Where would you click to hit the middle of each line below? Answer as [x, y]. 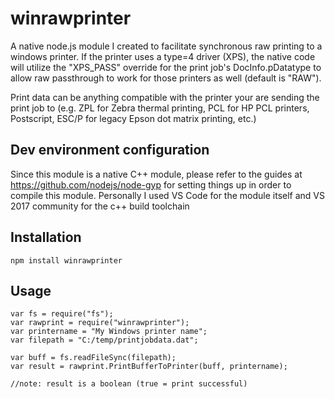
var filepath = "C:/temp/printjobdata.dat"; [104, 340]
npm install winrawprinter [66, 260]
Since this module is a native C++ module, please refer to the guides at [156, 174]
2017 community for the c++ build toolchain [100, 206]
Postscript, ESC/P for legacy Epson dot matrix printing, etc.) [133, 118]
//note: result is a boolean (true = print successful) [129, 384]
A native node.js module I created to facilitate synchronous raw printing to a [166, 46]
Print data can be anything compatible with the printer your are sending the [165, 97]
